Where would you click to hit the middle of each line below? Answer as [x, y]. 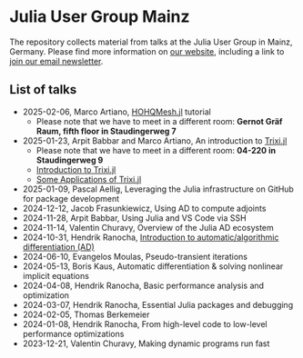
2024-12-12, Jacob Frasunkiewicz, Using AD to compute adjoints [144, 208]
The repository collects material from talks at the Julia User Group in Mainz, [151, 42]
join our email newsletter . [56, 61]
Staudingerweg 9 [70, 160]
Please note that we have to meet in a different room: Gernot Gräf [159, 121]
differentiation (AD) [59, 246]
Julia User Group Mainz [100, 17]
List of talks [43, 89]
